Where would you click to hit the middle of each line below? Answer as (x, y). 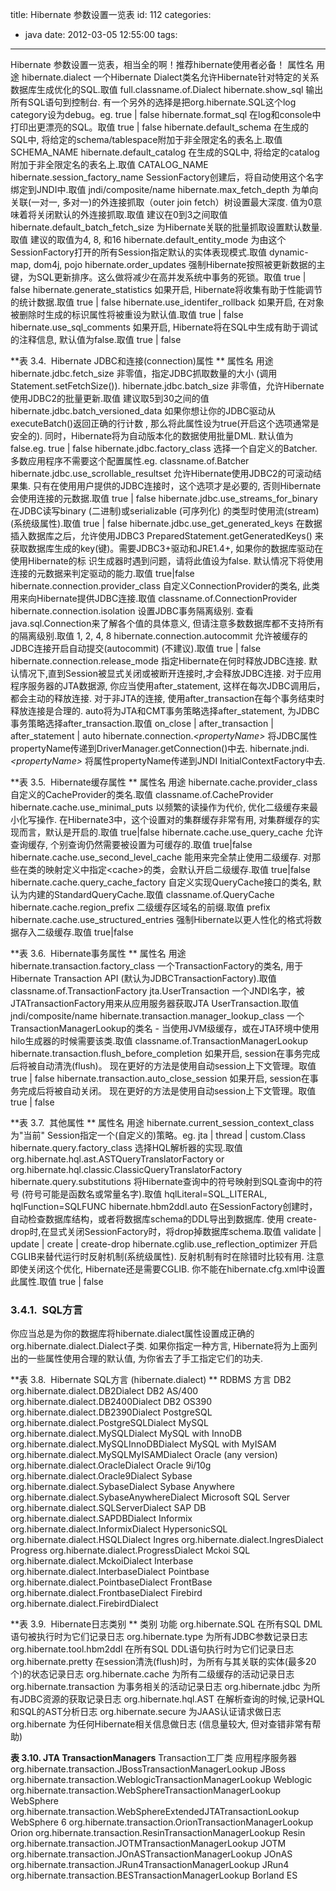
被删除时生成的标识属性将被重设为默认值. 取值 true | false (127, 314)
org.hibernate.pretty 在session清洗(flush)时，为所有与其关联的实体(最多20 (163, 1662)
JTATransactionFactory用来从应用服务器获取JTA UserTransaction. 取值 (155, 1003)
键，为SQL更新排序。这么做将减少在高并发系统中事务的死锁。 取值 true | (158, 277)
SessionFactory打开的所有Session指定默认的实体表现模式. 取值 (138, 252)
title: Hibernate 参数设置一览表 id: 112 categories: (111, 14)
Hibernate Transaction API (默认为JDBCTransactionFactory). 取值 (143, 978)
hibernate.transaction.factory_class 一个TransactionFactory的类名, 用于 (157, 966)
